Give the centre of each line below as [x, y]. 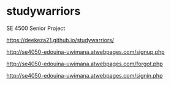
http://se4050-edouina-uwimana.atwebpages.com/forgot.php [85, 64]
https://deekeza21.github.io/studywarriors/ [60, 40]
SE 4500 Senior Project [36, 28]
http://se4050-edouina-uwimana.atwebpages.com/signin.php [85, 75]
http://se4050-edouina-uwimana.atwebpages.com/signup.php [85, 52]
